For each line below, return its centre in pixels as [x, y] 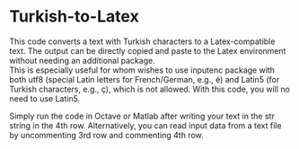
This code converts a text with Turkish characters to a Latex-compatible [142, 41]
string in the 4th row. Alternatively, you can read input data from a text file [145, 125]
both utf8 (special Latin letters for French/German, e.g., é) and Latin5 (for [145, 79]
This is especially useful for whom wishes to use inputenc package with [142, 70]
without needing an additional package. [82, 60]
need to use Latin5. [45, 98]
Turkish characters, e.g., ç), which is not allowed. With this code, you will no [149, 89]
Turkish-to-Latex [74, 17]
